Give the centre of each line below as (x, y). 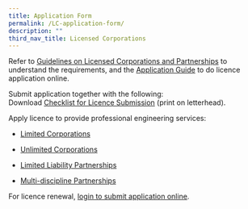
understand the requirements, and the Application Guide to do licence (124, 70)
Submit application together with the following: (86, 94)
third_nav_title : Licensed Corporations (78, 38)
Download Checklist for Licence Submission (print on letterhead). (117, 102)
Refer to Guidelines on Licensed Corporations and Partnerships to (118, 61)
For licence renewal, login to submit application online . (99, 196)
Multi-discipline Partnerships (68, 181)
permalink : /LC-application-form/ (67, 23)
